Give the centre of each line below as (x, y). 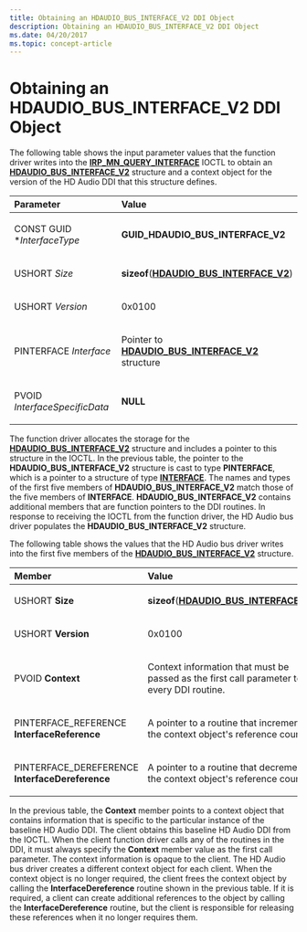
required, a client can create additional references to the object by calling (147, 898)
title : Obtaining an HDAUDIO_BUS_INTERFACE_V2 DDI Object (122, 18)
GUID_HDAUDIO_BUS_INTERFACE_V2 (203, 235)
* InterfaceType (47, 240)
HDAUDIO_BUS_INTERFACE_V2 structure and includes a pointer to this (143, 449)
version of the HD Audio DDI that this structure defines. (113, 182)
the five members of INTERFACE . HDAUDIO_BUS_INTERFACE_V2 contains (150, 497)
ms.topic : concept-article (61, 43)
